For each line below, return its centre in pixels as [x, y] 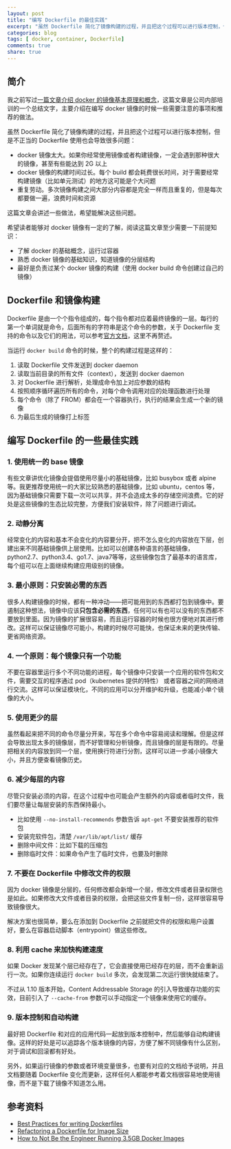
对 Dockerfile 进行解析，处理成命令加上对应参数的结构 [93, 382]
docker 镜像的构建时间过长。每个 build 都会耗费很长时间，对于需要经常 [118, 172]
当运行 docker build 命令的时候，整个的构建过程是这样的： [90, 350]
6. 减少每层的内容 [36, 779]
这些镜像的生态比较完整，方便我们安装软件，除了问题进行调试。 [109, 504]
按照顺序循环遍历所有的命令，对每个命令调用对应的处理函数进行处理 [113, 391]
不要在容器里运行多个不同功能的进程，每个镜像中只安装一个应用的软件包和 [112, 672]
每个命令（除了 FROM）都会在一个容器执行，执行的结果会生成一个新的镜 [120, 399]
